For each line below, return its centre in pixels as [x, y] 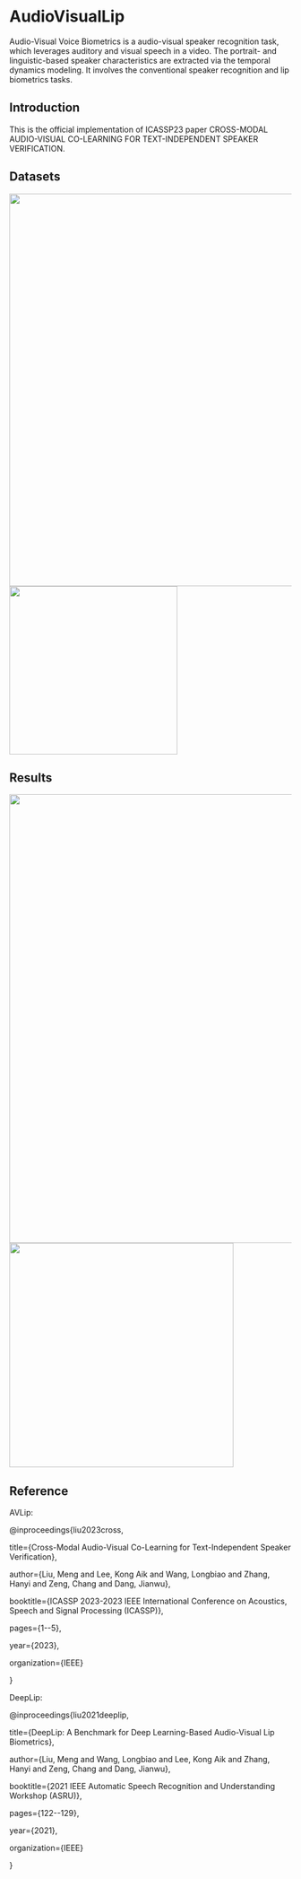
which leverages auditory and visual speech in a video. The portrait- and [143, 50]
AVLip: [21, 1513]
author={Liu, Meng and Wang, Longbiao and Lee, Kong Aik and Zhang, [140, 1760]
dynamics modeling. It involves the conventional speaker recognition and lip [149, 70]
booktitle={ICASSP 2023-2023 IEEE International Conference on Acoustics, [148, 1601]
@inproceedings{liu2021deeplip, [69, 1715]
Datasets [35, 177]
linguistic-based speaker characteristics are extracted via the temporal [140, 60]
